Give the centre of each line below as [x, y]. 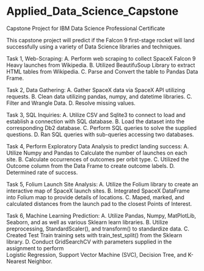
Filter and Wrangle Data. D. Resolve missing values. [71, 103]
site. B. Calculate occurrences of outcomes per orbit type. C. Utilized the [98, 159]
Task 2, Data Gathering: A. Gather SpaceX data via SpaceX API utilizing [96, 90]
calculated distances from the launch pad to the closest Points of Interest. [99, 204]
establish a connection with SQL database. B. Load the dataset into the [96, 121]
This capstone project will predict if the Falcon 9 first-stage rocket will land [100, 40]
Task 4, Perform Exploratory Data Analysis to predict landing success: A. [98, 146]
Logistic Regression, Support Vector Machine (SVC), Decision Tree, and [97, 254]
